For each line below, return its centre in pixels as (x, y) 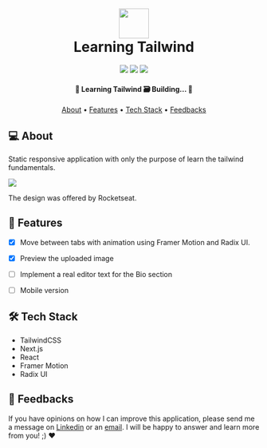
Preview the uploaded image (67, 258)
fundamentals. (32, 167)
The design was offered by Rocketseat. (73, 198)
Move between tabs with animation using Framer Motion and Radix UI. (135, 242)
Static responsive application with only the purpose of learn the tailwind (126, 159)
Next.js (31, 348)
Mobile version (44, 290)
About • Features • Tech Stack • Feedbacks (134, 110)
